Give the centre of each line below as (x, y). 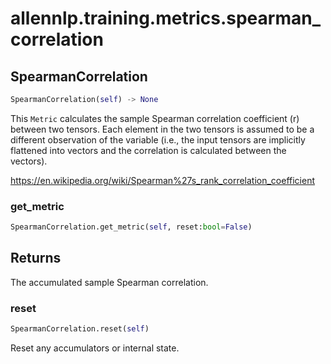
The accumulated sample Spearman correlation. (109, 282)
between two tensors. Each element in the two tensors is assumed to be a (162, 129)
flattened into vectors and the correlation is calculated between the (148, 150)
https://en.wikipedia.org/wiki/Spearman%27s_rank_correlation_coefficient (163, 180)
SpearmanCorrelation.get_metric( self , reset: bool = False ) (131, 227)
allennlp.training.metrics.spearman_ (166, 18)
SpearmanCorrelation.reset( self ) (80, 329)
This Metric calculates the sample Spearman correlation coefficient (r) (155, 118)
